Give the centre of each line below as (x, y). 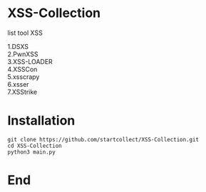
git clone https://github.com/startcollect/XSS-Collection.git (103, 139)
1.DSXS (18, 46)
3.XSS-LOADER (30, 61)
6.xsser (19, 84)
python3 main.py (31, 152)
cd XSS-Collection (35, 146)
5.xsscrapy (24, 77)
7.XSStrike (22, 92)
